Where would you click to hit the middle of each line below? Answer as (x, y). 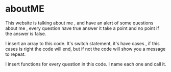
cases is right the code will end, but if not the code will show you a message (86, 49)
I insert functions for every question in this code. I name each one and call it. (86, 64)
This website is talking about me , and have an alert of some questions (79, 23)
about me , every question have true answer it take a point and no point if (82, 28)
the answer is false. (26, 33)
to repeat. (16, 54)
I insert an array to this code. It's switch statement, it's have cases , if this (82, 43)
